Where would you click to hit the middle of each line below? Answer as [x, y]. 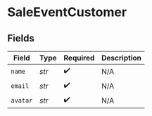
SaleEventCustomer [67, 12]
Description [122, 58]
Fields [21, 38]
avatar [22, 100]
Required [79, 58]
